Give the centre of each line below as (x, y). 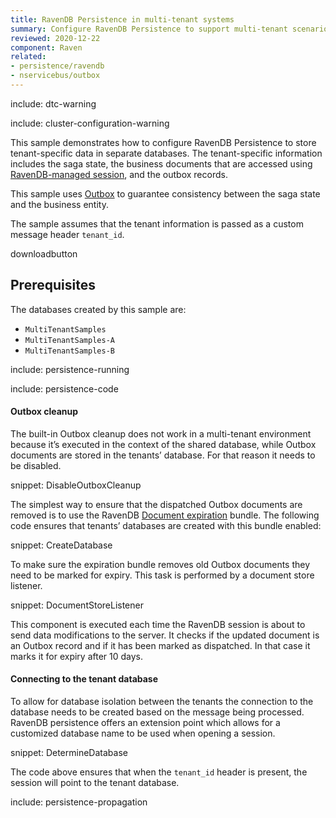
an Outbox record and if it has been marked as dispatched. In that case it (160, 645)
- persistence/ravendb (57, 66)
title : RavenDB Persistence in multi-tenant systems (122, 19)
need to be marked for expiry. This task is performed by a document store (162, 575)
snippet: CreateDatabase (61, 545)
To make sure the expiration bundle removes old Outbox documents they (160, 564)
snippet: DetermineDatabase (69, 753)
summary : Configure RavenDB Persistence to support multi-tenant (149, 29)
